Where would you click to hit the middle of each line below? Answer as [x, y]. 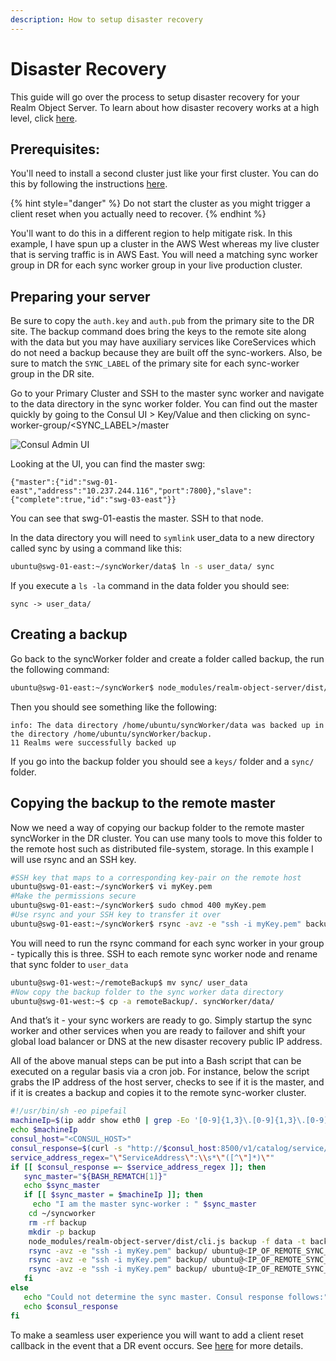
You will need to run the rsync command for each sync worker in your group [167, 943]
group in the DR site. [52, 374]
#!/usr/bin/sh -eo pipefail [69, 1111]
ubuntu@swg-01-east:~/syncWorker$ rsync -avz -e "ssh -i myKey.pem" [156, 924]
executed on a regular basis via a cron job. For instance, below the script [160, 1072]
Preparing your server [80, 296]
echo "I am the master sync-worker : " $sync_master [144, 1204]
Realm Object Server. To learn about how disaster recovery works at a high [165, 107]
